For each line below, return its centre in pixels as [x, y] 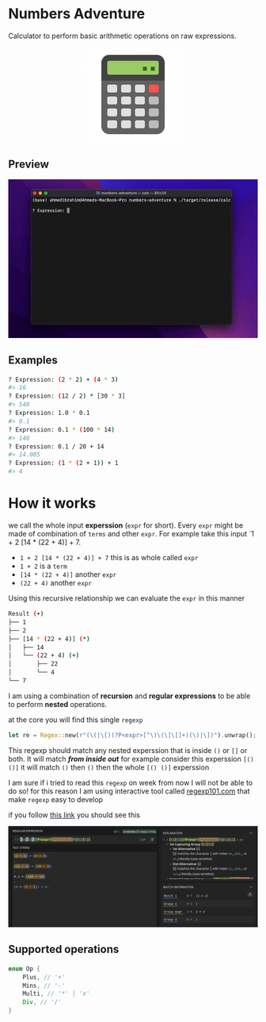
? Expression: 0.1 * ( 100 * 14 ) [61, 429]
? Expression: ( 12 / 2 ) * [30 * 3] [67, 396]
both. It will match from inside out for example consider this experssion [125, 759]
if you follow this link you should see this [74, 815]
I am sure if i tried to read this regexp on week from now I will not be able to [131, 782]
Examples [33, 361]
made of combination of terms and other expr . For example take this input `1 [131, 534]
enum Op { [25, 969]
